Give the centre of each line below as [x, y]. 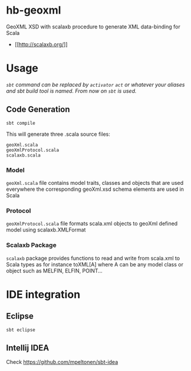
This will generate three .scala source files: [58, 134]
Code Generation [38, 110]
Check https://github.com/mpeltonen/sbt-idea [62, 362]
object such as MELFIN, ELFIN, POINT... [55, 271]
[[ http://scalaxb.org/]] [41, 44]
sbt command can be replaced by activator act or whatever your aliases [95, 84]
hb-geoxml [34, 10]
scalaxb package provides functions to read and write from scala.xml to [93, 258]
